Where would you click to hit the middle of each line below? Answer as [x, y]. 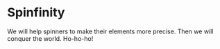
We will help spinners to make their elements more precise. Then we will [110, 31]
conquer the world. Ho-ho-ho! [50, 38]
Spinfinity [36, 13]
